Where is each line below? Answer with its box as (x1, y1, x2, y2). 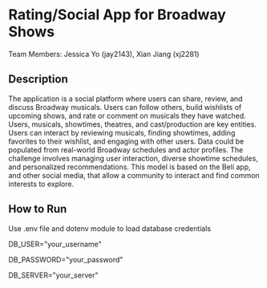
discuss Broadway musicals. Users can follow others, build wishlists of (8, 102, 242, 112)
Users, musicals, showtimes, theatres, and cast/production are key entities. (8, 119, 257, 129)
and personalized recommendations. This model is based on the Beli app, (8, 162, 251, 172)
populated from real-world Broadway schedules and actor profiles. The (8, 144, 244, 154)
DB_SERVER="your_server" (8, 270, 99, 280)
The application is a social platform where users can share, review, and (8, 94, 243, 103)
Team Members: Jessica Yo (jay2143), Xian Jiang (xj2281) (8, 49, 200, 59)
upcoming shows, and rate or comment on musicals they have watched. (8, 111, 246, 120)
